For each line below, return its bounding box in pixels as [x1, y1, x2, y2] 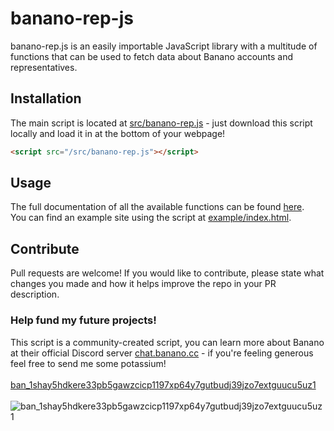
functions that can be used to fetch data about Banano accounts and [10, 50, 294, 62]
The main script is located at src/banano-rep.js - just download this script [10, 117, 313, 129]
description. [10, 288, 60, 301]
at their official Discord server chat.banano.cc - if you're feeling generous [10, 347, 314, 359]
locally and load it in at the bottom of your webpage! [10, 127, 226, 139]
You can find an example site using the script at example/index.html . [10, 212, 292, 224]
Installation [10, 90, 82, 107]
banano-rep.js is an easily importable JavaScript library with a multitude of [10, 40, 318, 52]
